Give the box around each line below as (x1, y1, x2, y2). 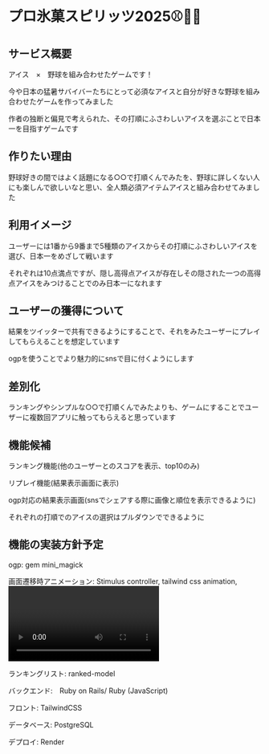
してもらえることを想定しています (8, 336, 120, 346)
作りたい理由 (8, 149, 72, 163)
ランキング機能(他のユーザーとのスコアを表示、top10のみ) (8, 461, 200, 471)
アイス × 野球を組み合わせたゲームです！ (8, 70, 153, 79)
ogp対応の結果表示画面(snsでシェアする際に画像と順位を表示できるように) (8, 495, 256, 505)
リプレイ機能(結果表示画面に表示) (8, 479, 120, 488)
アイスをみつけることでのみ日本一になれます (14, 278, 163, 287)
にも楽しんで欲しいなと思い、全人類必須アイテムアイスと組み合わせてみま (8, 182, 253, 192)
